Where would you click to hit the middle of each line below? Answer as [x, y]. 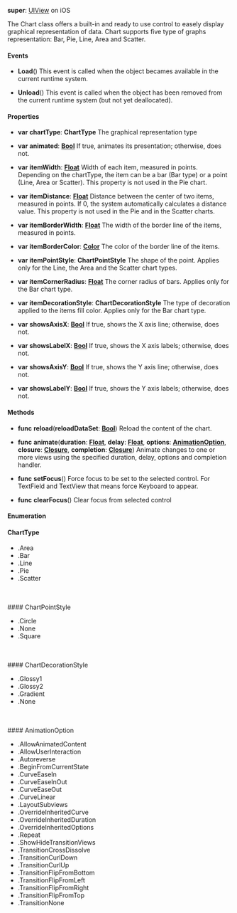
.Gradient [31, 694]
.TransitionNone [41, 903]
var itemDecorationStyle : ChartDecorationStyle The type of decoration [124, 303]
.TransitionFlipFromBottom [56, 873]
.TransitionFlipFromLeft [51, 880]
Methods [21, 412]
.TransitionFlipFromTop [51, 895]
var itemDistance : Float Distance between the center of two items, [116, 196]
